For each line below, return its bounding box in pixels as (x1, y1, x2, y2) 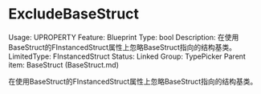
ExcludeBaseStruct (8, 5, 139, 23)
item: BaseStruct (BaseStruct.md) (8, 59, 119, 69)
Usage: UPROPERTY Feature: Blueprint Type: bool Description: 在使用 (8, 32, 239, 42)
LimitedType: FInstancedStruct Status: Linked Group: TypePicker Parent (8, 51, 247, 61)
